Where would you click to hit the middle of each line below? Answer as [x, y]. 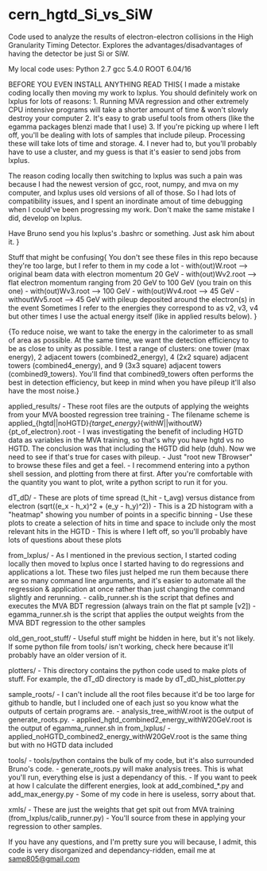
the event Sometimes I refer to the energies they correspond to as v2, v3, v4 [133, 308]
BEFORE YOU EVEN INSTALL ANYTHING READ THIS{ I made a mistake [124, 84]
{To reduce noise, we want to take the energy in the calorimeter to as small [131, 331]
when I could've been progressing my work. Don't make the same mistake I [132, 209]
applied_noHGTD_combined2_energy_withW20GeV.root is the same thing [128, 736]
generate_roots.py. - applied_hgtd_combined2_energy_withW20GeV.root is [130, 719]
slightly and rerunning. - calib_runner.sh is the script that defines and [121, 597]
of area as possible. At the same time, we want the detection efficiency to [128, 340]
